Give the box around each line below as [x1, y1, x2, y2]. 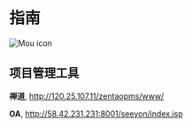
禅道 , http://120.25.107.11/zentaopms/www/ [9, 90, 165, 102]
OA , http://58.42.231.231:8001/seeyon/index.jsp [9, 108, 183, 119]
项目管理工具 [9, 65, 80, 80]
